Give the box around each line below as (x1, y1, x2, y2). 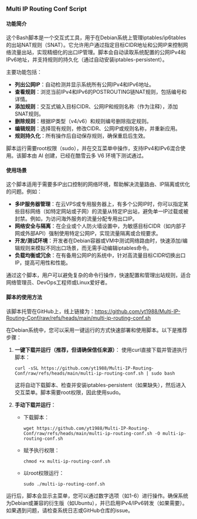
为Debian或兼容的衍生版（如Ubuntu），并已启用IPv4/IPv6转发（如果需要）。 (6, 499, 188, 506)
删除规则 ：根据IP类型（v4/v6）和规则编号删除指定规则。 (14, 118, 152, 125)
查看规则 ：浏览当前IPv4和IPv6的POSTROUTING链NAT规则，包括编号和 (14, 89, 187, 96)
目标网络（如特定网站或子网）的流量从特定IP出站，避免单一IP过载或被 (19, 208, 189, 215)
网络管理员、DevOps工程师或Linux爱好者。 (6, 279, 111, 286)
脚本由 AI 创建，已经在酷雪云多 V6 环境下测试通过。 (21, 152, 147, 160)
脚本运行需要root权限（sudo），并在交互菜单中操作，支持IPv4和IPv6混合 (6, 145, 181, 152)
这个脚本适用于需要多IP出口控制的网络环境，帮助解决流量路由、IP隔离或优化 (6, 181, 191, 188)
